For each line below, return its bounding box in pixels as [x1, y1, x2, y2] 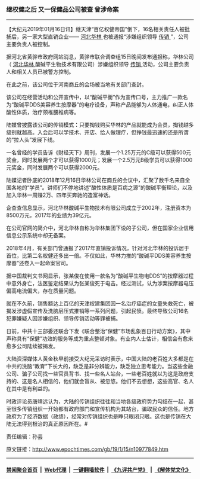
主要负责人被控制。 [6, 41, 54, 48]
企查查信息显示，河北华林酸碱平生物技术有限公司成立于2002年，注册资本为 [6, 205, 192, 212]
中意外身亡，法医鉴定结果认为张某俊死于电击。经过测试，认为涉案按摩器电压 [6, 280, 194, 287]
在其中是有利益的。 [6, 385, 54, 392]
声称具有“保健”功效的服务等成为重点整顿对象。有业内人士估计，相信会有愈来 [6, 335, 193, 342]
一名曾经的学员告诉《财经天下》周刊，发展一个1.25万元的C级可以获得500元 [6, 149, 192, 156]
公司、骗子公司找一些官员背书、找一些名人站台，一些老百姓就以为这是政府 [6, 370, 189, 377]
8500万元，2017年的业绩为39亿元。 [6, 212, 95, 219]
